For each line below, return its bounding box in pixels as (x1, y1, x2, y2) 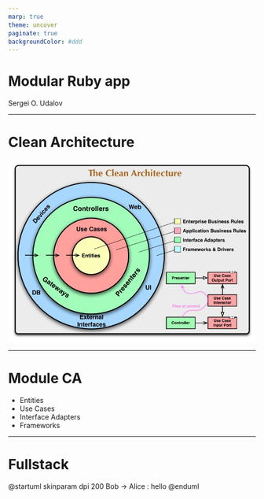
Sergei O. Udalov (8, 98, 63, 108)
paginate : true (8, 29, 58, 37)
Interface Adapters (19, 412, 81, 422)
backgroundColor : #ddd (8, 38, 82, 46)
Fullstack (8, 456, 69, 474)
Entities (19, 396, 44, 405)
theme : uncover (8, 20, 58, 29)
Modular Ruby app (8, 72, 131, 91)
